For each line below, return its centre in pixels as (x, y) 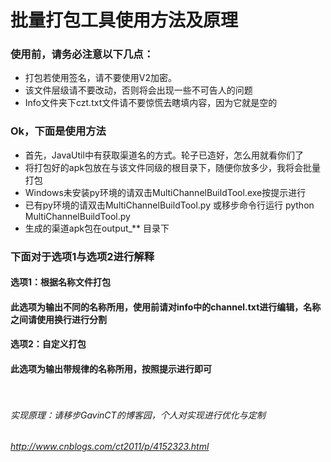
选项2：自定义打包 (48, 344)
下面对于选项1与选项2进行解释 (82, 256)
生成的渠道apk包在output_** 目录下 (97, 228)
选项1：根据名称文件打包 (61, 282)
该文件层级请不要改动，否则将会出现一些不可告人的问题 (138, 90)
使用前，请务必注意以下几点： (82, 54)
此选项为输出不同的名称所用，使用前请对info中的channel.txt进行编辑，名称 (166, 307)
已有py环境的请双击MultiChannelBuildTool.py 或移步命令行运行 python (169, 205)
